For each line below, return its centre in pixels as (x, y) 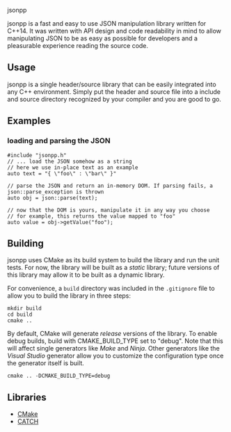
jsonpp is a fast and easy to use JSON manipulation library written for (107, 23)
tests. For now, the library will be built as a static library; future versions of (113, 268)
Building (25, 243)
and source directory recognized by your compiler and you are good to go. (114, 99)
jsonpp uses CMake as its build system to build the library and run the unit (113, 260)
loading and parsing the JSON (59, 141)
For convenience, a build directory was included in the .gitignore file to (111, 289)
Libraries (27, 397)
